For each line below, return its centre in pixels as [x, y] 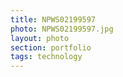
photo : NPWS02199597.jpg [62, 29]
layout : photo [40, 38]
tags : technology [46, 57]
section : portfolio [51, 47]
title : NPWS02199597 [53, 19]
